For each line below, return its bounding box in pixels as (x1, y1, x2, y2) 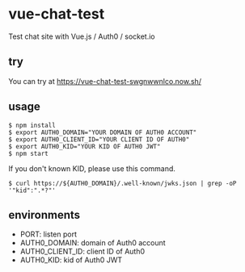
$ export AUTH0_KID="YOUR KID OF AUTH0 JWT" (8, 142, 161, 150)
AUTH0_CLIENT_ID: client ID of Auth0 (19, 247, 146, 257)
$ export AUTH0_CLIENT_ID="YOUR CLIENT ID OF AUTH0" (8, 135, 190, 144)
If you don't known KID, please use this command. (8, 163, 176, 174)
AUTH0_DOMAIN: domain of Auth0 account (19, 238, 166, 248)
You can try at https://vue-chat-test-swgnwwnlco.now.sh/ (8, 76, 202, 86)
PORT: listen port (19, 229, 78, 239)
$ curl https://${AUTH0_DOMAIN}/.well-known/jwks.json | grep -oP (8, 179, 237, 187)
